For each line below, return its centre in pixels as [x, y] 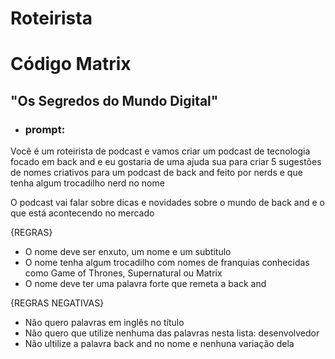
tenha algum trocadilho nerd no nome [87, 183]
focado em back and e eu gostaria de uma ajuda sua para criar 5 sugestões [166, 162]
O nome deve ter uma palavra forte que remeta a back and [145, 284]
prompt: [45, 129]
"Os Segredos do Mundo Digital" [114, 100]
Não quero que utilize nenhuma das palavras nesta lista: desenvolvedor [172, 333]
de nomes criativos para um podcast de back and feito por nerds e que [156, 173]
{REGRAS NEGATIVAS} [57, 303]
